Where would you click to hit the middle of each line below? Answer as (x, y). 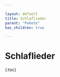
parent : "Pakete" (22, 23)
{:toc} (11, 70)
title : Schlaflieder (26, 18)
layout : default (21, 14)
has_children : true (25, 27)
